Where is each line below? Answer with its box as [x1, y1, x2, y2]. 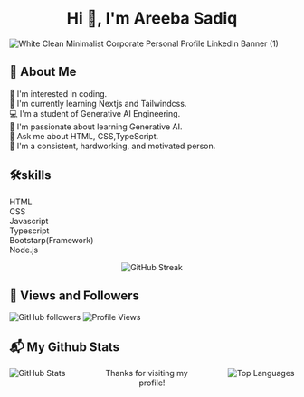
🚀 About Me [9, 64, 77, 80]
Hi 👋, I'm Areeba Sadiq [66, 8, 238, 29]
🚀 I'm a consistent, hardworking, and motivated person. [9, 140, 216, 151]
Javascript [9, 215, 49, 226]
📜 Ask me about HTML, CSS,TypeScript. [9, 130, 159, 141]
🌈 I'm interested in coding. [9, 88, 108, 99]
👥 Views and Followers [9, 288, 140, 303]
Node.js [9, 244, 39, 255]
